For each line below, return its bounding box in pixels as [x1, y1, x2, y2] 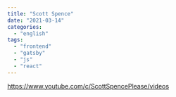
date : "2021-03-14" [7, 17, 65, 24]
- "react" [13, 63, 42, 70]
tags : [7, 37, 23, 44]
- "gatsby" [13, 50, 46, 57]
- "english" [13, 30, 49, 37]
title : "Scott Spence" [7, 10, 74, 18]
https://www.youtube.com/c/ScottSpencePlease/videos [7, 82, 170, 90]
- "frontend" [13, 43, 52, 50]
